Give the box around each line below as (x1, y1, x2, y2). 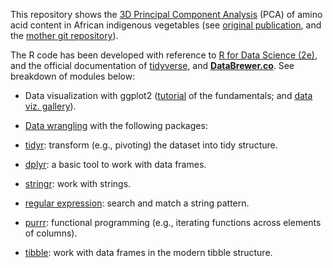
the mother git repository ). (10, 30, 119, 41)
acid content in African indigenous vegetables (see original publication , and (10, 19, 322, 31)
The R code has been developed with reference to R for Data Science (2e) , (10, 49, 318, 61)
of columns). (24, 227, 78, 239)
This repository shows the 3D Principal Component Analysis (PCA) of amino (10, 9, 323, 20)
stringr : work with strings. (24, 178, 132, 189)
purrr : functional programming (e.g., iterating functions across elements (24, 217, 322, 228)
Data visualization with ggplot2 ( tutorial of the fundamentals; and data (24, 90, 313, 101)
